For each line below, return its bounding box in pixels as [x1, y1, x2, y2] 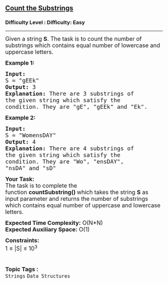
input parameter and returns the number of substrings [5, 195, 148, 202]
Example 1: [5, 59, 35, 67]
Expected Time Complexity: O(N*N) [5, 219, 103, 226]
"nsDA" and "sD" [5, 164, 56, 172]
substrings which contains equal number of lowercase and [5, 42, 160, 49]
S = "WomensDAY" [5, 131, 56, 139]
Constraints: [5, 236, 39, 244]
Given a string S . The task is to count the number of [5, 35, 142, 42]
